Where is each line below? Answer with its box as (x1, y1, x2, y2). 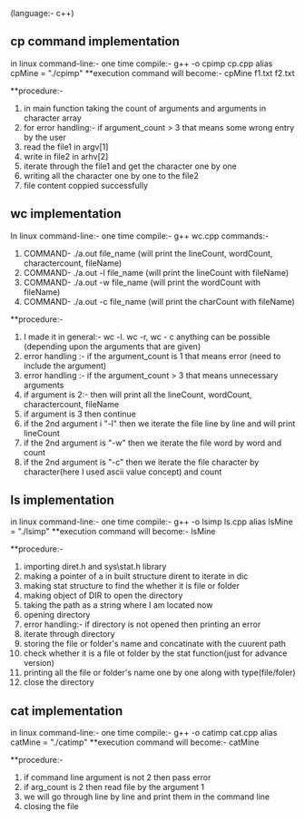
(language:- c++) (10, 8, 75, 18)
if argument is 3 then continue (23, 408, 137, 419)
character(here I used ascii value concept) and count (23, 466, 222, 477)
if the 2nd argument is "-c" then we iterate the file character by (23, 456, 260, 467)
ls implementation (10, 493, 114, 508)
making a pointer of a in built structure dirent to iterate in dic (23, 571, 249, 582)
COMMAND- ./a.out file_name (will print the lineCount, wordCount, (23, 248, 273, 259)
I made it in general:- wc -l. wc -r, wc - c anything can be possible (23, 331, 271, 342)
